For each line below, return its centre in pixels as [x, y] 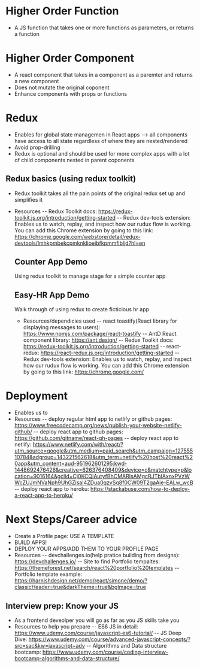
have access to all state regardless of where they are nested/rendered [101, 141]
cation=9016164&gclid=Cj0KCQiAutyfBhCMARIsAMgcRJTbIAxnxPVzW [102, 476]
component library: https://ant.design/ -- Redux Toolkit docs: [99, 340]
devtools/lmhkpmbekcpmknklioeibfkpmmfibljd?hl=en [80, 243]
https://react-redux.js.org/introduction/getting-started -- [110, 353]
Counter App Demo [51, 262]
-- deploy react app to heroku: [51, 489]
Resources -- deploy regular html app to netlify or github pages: [93, 419]
